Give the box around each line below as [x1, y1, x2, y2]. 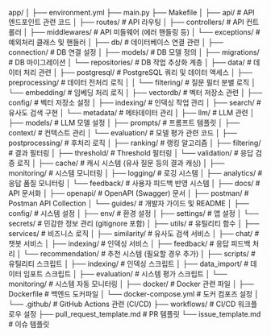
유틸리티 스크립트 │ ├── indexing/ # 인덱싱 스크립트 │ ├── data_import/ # [8, 259, 248, 268]
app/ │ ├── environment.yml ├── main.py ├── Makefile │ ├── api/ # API [8, 8, 256, 17]
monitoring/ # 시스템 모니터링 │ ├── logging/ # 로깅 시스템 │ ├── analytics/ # [8, 168, 263, 177]
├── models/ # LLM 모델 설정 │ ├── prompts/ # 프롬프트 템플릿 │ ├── [8, 118, 240, 127]
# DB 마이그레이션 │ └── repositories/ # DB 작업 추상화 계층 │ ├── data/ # [8, 57, 252, 67]
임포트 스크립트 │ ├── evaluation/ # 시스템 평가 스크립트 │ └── [23, 269, 227, 278]
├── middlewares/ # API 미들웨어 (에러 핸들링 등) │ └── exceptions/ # [29, 27, 261, 36]
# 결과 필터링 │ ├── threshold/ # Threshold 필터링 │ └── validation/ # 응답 [8, 148, 254, 157]
